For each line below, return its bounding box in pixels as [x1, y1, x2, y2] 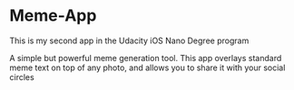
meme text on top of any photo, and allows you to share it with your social [9, 62, 286, 73]
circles [9, 71, 34, 82]
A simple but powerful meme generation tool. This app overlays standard [9, 52, 282, 63]
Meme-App [9, 5, 97, 26]
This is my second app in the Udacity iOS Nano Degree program [9, 35, 250, 46]
